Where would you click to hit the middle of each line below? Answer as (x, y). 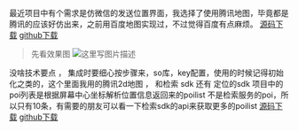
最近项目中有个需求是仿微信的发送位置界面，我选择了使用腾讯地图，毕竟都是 (149, 13)
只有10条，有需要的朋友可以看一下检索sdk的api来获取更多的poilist (137, 106)
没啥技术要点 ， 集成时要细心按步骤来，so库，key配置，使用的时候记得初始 (146, 73)
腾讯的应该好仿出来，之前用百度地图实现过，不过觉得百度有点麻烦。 (133, 24)
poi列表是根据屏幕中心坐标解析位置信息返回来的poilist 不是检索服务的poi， (145, 95)
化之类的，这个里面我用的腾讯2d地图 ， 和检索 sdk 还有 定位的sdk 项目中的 (146, 84)
